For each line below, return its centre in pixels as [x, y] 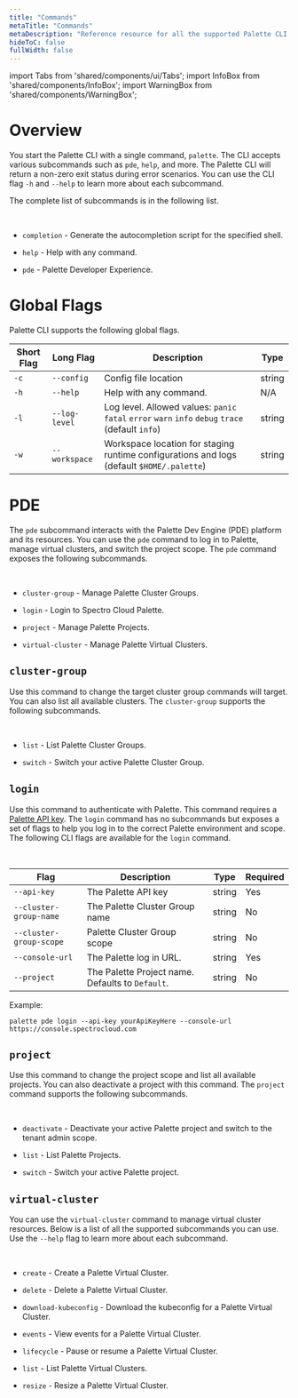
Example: [26, 1004]
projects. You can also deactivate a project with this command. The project [147, 1084]
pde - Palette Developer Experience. [87, 270]
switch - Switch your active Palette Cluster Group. [113, 762]
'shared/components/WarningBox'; [73, 95]
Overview [46, 131]
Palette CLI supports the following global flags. [94, 330]
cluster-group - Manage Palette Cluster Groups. [110, 593]
